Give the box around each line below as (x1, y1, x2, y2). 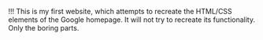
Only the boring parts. (8, 24, 80, 32)
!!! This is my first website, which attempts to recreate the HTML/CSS (8, 7, 232, 16)
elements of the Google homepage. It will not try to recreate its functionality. (8, 15, 256, 24)
